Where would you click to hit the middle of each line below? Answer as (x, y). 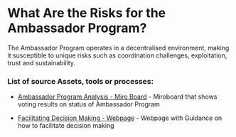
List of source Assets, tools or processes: (81, 81)
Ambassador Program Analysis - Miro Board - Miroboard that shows (117, 97)
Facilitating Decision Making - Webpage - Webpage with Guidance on (120, 118)
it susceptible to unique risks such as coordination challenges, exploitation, (117, 55)
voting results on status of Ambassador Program (88, 104)
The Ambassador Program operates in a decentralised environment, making (118, 48)
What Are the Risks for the (87, 13)
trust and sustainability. (42, 62)
